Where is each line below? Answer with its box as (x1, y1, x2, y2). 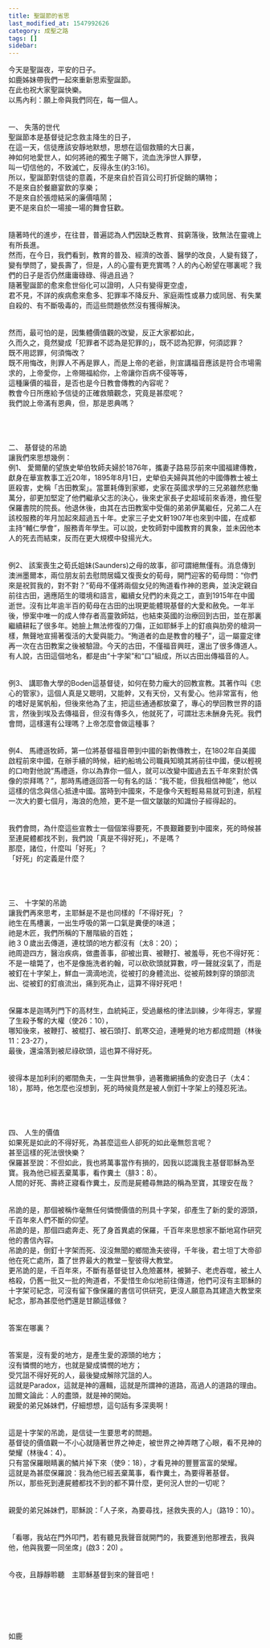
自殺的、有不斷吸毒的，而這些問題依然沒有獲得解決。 (8, 301, 185, 310)
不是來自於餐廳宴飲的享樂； (8, 183, 100, 193)
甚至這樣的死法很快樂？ (8, 1148, 86, 1157)
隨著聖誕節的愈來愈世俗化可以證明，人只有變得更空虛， (8, 280, 191, 290)
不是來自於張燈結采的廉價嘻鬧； (8, 193, 114, 202)
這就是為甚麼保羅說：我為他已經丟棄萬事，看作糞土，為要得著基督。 (8, 1468, 234, 1478)
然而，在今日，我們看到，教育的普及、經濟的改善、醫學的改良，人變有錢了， (8, 251, 262, 260)
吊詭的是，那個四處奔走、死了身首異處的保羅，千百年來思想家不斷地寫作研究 (8, 1226, 262, 1235)
